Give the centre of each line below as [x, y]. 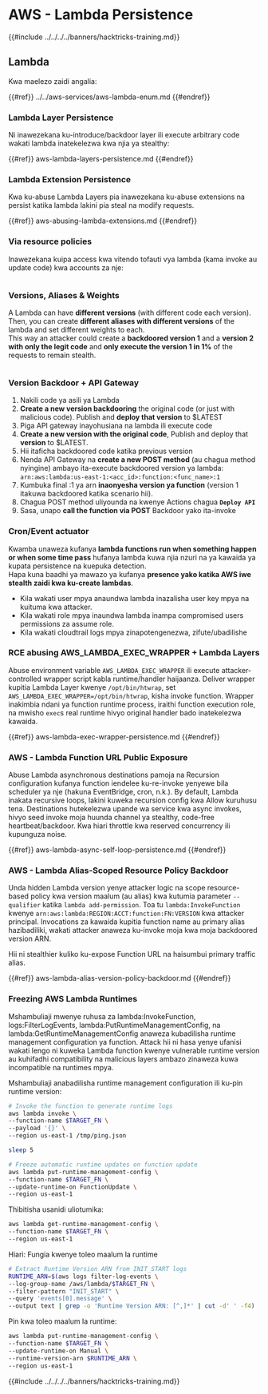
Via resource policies [50, 241]
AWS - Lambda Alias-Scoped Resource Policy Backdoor [118, 870]
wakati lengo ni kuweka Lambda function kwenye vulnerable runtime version [134, 1050]
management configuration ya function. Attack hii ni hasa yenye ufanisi [125, 1042]
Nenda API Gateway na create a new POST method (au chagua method [138, 460]
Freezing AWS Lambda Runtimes [73, 999]
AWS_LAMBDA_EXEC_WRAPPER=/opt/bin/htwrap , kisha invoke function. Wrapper [131, 695]
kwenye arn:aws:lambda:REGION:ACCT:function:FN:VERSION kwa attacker [126, 914]
